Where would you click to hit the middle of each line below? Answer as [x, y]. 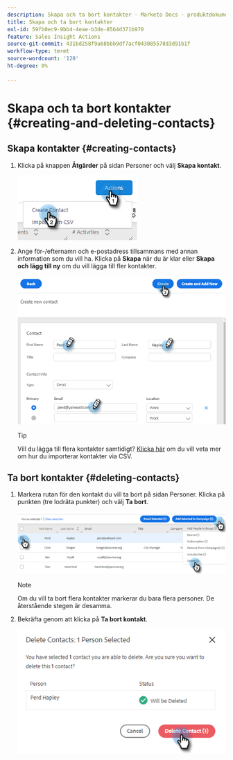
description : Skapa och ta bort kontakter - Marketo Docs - [96, 15]
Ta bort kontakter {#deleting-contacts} [94, 478]
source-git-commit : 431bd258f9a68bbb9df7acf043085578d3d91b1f [99, 44]
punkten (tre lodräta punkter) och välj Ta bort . [83, 502]
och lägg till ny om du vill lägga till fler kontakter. [87, 266]
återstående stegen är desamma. [64, 606]
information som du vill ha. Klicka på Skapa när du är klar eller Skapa [116, 258]
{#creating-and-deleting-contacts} [111, 123]
